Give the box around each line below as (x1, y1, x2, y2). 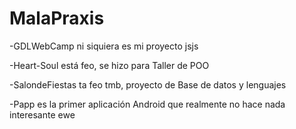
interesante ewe (9, 108, 76, 121)
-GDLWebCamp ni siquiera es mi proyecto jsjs (9, 40, 199, 52)
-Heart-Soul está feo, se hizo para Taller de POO (9, 59, 210, 71)
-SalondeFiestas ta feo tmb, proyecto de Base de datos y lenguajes (9, 78, 287, 91)
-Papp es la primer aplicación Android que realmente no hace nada (9, 98, 286, 110)
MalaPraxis (9, 7, 105, 30)
